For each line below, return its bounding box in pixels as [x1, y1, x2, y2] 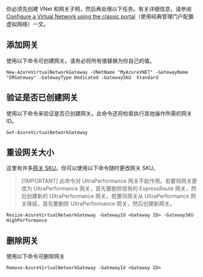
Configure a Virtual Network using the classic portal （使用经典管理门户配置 [6, 13, 194, 20]
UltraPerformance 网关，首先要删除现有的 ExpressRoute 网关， [33, 185, 191, 192]
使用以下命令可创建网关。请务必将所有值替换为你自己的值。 [6, 57, 155, 64]
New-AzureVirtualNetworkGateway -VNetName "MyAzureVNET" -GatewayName [6, 69, 188, 75]
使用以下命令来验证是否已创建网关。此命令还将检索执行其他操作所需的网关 [6, 110, 192, 117]
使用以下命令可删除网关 [6, 253, 65, 260]
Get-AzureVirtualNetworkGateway [6, 129, 88, 135]
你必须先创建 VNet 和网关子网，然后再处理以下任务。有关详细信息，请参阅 [6, 5, 192, 12]
